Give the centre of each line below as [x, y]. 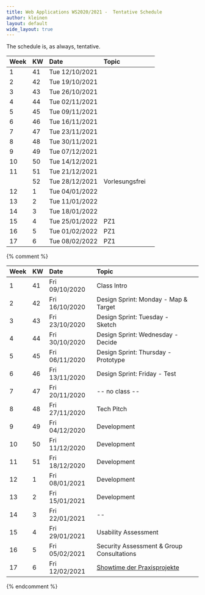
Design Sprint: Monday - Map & [142, 300]
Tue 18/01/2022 [74, 211]
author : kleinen [27, 18]
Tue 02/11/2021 [74, 102]
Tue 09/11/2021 [74, 112]
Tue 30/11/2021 [74, 142]
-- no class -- [118, 392]
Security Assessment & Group [140, 546]
